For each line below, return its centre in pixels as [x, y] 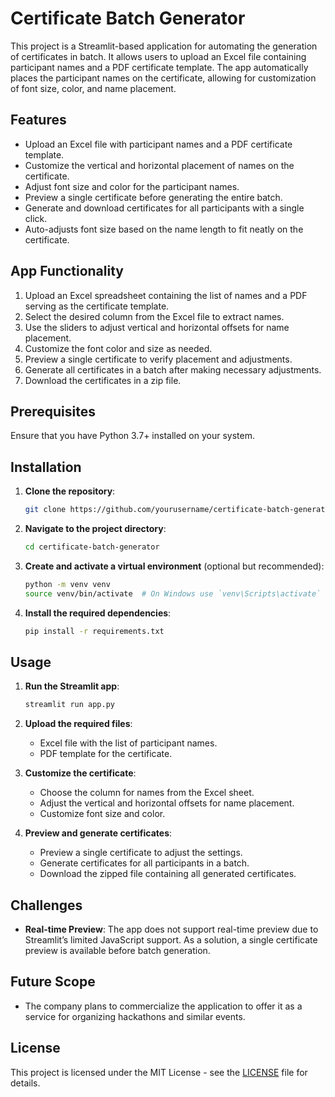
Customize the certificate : [80, 773]
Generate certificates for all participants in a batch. [144, 863]
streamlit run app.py [69, 705]
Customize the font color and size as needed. [118, 348]
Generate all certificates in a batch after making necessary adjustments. [173, 369]
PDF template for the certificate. [106, 754]
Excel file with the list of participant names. [128, 743]
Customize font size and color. [102, 814]
